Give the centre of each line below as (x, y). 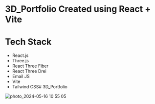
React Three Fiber (30, 66)
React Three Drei (29, 71)
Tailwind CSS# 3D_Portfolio (40, 87)
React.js (20, 55)
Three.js (21, 61)
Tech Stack (28, 42)
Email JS (21, 77)
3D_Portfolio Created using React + (78, 9)
